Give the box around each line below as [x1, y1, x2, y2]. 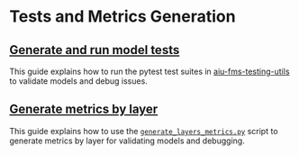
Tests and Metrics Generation [9, 6, 236, 27]
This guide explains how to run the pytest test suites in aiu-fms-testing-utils [9, 66, 290, 77]
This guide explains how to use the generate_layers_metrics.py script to [9, 125, 278, 136]
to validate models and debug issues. [9, 76, 149, 87]
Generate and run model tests [9, 42, 180, 58]
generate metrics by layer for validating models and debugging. [9, 135, 245, 146]
